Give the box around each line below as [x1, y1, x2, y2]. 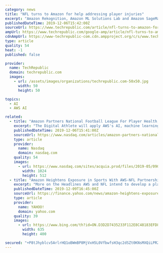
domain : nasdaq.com [17, 151, 57, 156]
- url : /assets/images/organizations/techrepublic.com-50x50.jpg [14, 79, 149, 84]
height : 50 [17, 88, 40, 93]
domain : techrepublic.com [9, 70, 62, 75]
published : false [5, 52, 40, 57]
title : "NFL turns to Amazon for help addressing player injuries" [5, 12, 145, 16]
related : [5, 114, 23, 119]
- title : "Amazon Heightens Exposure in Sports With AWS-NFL [9, 177, 136, 182]
